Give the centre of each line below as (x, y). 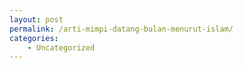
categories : (34, 38)
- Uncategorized (61, 47)
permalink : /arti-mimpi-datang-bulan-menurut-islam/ (121, 29)
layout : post (36, 19)
